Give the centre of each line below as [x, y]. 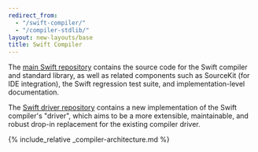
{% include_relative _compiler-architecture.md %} [89, 139]
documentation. [34, 92]
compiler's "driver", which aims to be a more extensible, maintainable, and [129, 116]
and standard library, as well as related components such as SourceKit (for [129, 76]
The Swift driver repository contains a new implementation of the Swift [123, 108]
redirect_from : [33, 15]
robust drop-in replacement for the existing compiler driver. [104, 124]
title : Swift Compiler [45, 45]
